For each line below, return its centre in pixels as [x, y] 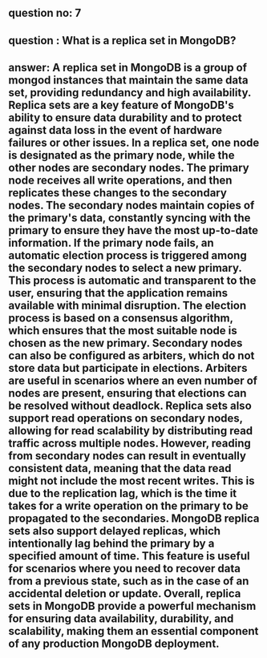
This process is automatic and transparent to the [132, 281]
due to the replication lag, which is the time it [123, 493]
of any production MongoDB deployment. [114, 644]
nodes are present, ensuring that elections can [127, 393]
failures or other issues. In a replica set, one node [134, 143]
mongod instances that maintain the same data [128, 81]
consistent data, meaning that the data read [120, 468]
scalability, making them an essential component [133, 631]
